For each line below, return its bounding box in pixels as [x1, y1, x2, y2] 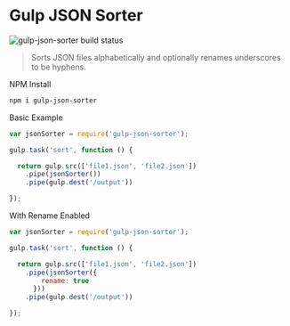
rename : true [41, 276, 90, 285]
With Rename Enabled [9, 210, 91, 221]
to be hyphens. [30, 61, 86, 72]
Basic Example [9, 112, 64, 123]
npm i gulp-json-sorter [9, 95, 98, 105]
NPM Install [9, 78, 52, 89]
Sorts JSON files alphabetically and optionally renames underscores [30, 52, 282, 62]
